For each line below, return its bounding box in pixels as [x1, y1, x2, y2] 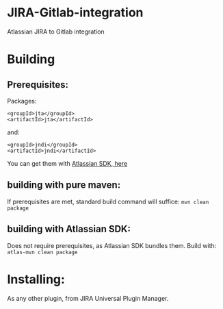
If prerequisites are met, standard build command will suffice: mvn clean [7, 197, 209, 206]
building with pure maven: [7, 180, 121, 191]
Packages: [7, 97, 37, 105]
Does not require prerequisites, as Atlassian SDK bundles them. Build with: [7, 241, 217, 249]
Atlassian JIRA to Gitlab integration [7, 27, 105, 36]
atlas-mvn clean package [7, 249, 78, 256]
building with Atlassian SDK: [7, 223, 131, 235]
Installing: [7, 271, 65, 287]
